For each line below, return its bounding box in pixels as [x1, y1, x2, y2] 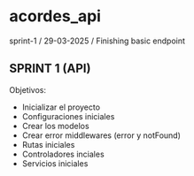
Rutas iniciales [21, 139, 75, 149]
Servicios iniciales [21, 157, 89, 169]
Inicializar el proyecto [21, 102, 100, 112]
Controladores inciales [21, 149, 105, 159]
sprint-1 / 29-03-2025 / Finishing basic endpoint [9, 35, 186, 46]
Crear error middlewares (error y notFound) [21, 130, 182, 141]
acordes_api [9, 6, 102, 27]
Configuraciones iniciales [21, 111, 115, 121]
